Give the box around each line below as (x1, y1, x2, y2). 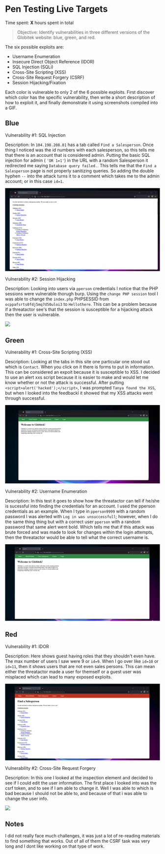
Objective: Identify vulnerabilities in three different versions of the (17, 29, 150, 35)
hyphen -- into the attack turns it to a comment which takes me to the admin (5, 173, 160, 179)
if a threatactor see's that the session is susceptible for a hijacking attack (5, 306, 153, 313)
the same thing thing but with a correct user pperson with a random (5, 519, 141, 525)
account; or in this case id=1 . (5, 178, 64, 184)
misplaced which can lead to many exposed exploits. (5, 674, 112, 679)
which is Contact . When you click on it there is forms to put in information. (5, 364, 155, 370)
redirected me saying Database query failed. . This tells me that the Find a (5, 162, 157, 168)
